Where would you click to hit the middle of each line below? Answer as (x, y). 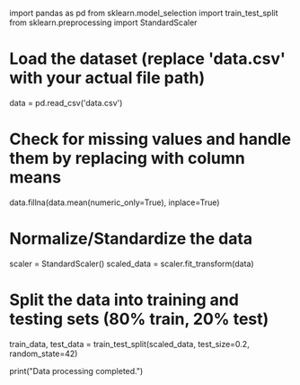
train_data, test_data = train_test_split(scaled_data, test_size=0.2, (129, 344)
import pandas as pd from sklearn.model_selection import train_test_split (144, 13)
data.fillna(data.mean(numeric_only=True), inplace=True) (115, 202)
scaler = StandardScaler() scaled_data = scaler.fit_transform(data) (132, 264)
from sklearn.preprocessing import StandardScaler (103, 22)
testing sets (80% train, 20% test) (139, 319)
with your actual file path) (107, 78)
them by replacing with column (127, 159)
